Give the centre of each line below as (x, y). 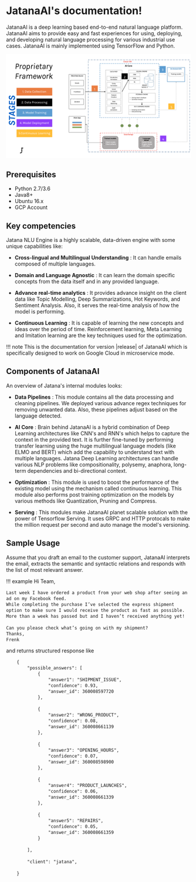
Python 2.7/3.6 (33, 188)
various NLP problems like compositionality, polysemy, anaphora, (93, 464)
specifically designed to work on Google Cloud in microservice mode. (90, 353)
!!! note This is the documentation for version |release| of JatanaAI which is (97, 347)
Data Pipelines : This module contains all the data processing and (94, 397)
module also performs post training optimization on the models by (94, 494)
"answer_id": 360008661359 (81, 832)
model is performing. (40, 312)
